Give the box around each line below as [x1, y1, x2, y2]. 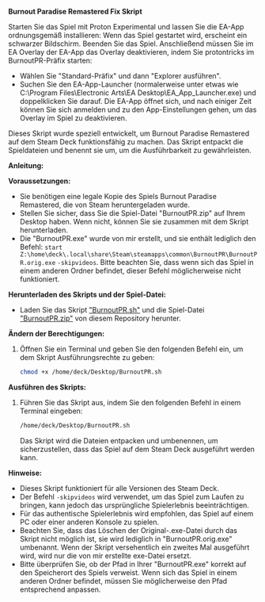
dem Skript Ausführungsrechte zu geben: [19, 353, 155, 362]
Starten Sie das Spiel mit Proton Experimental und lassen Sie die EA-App [8, 22, 244, 31]
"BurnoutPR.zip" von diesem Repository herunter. [19, 313, 181, 323]
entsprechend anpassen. [19, 585, 101, 594]
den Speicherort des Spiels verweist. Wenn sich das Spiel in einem [19, 567, 237, 577]
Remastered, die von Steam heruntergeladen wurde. [19, 200, 191, 209]
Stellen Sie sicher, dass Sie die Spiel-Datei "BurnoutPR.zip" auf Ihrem [19, 209, 245, 217]
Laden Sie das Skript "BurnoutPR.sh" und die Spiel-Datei [19, 305, 205, 314]
